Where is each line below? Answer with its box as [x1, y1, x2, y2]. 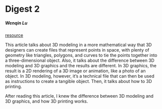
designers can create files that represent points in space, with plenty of [5, 47, 150, 53]
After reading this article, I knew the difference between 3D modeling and [5, 93, 154, 99]
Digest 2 [5, 3, 40, 15]
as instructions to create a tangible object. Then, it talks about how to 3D [5, 79, 152, 84]
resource [5, 32, 24, 38]
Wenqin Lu [5, 20, 28, 26]
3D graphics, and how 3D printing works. [5, 98, 88, 104]
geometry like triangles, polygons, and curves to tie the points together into [5, 53, 158, 58]
